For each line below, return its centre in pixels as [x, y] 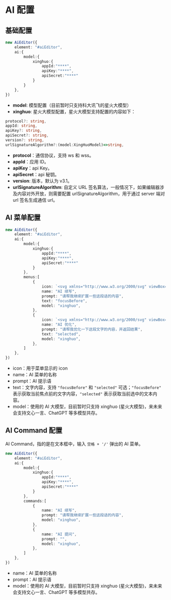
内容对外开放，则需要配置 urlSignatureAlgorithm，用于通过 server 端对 [91, 194]
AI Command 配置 [34, 431]
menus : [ [32, 277]
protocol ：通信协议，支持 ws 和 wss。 [53, 155]
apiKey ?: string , [24, 131]
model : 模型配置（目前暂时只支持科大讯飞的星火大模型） [72, 105]
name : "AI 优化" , [59, 325]
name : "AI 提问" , [59, 534]
